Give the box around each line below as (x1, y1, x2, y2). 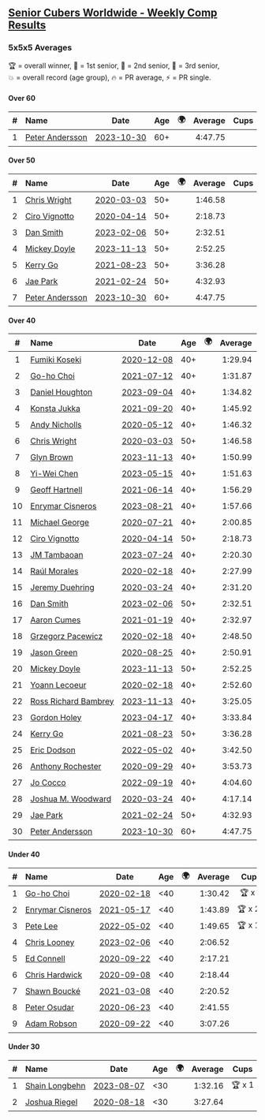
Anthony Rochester (30, 760, 102, 771)
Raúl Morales (30, 566, 79, 577)
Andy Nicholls (30, 419, 82, 430)
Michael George (30, 517, 89, 528)
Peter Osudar (24, 1002, 75, 1013)
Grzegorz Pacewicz (30, 630, 103, 641)
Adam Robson (24, 1018, 77, 1029)
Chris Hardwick (24, 969, 83, 980)
